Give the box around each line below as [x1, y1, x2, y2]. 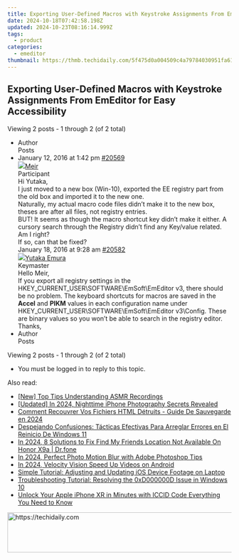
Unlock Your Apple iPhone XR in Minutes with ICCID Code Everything [17, 490, 221, 499]
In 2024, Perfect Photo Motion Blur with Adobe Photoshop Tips [17, 452, 203, 461]
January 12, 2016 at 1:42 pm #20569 [17, 153, 125, 162]
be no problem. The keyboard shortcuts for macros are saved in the [17, 291, 216, 300]
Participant [17, 169, 50, 178]
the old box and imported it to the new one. [17, 192, 144, 200]
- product [14, 37, 43, 44]
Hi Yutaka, [17, 177, 48, 185]
